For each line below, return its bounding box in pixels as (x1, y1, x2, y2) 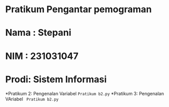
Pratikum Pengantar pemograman (5, 4, 152, 15)
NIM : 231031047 (5, 50, 79, 62)
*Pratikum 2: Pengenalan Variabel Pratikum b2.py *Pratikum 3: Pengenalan (5, 90, 164, 96)
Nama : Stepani (5, 27, 71, 39)
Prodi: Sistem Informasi (5, 73, 107, 85)
